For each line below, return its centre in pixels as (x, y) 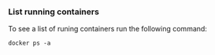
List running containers (54, 12)
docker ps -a (30, 43)
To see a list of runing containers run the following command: (107, 29)
